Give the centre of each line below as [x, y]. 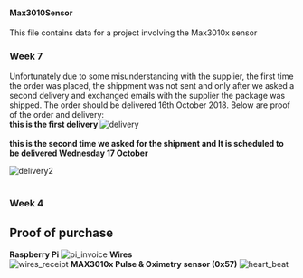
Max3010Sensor [41, 13]
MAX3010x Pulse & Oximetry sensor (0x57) [154, 264]
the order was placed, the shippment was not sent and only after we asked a [152, 85]
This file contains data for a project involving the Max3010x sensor [133, 33]
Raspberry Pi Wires [71, 254]
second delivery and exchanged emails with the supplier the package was [147, 95]
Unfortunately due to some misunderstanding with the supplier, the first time [151, 76]
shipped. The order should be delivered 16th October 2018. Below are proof [150, 105]
